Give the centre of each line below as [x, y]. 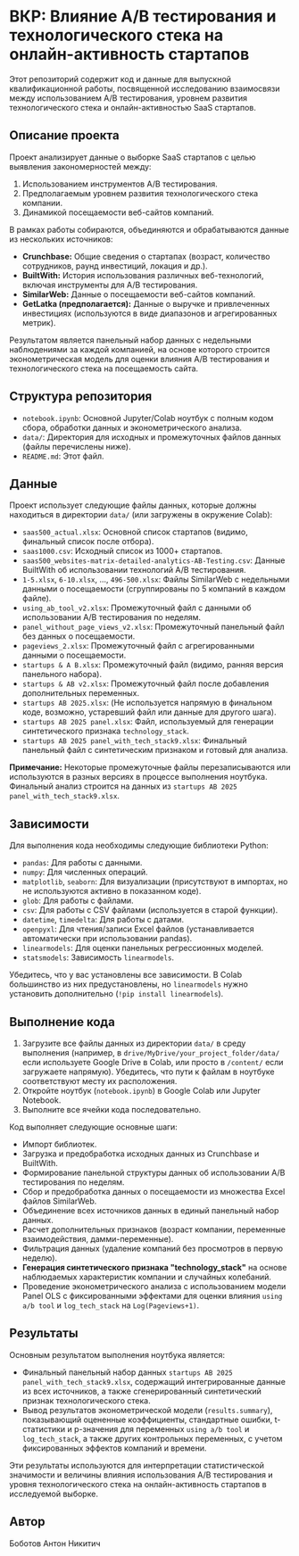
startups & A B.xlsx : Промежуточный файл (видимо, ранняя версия [153, 665]
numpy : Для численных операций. [85, 873]
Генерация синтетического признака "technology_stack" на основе [154, 1267]
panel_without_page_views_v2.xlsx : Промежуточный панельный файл [153, 627]
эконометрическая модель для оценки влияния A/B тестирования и [139, 359]
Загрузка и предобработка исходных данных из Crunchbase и [141, 1154]
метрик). [39, 322]
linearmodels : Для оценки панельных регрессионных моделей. [143, 948]
